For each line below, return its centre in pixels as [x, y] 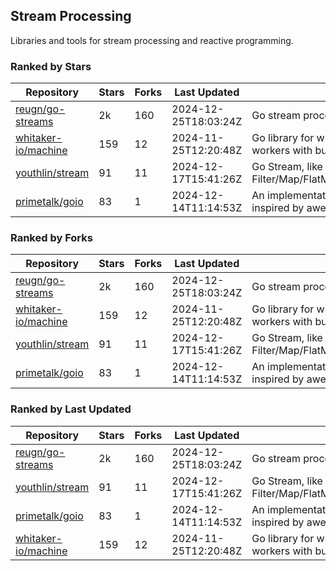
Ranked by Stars [51, 66]
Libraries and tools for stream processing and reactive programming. [152, 40]
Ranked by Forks [51, 238]
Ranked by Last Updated [71, 409]
